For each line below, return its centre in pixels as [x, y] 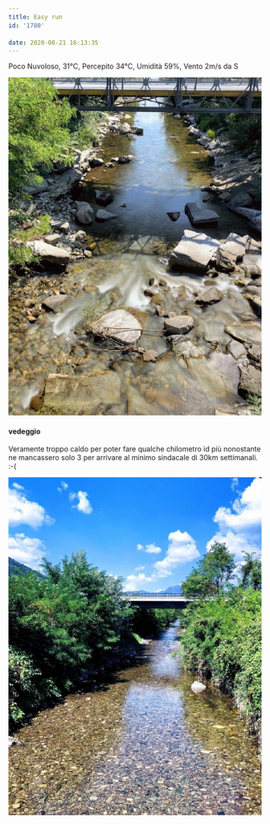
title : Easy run [35, 17]
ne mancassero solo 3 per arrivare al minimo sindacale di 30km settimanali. [133, 458]
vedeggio [25, 431]
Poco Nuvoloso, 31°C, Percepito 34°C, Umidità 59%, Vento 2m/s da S [123, 66]
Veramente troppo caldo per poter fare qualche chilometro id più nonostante [135, 449]
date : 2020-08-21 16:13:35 [53, 43]
